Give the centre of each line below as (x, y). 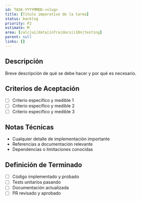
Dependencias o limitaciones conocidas (53, 150)
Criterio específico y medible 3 (43, 111)
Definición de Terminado (44, 165)
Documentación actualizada (41, 188)
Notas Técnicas (29, 127)
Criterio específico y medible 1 (43, 100)
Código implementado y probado (46, 176)
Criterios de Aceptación (42, 88)
